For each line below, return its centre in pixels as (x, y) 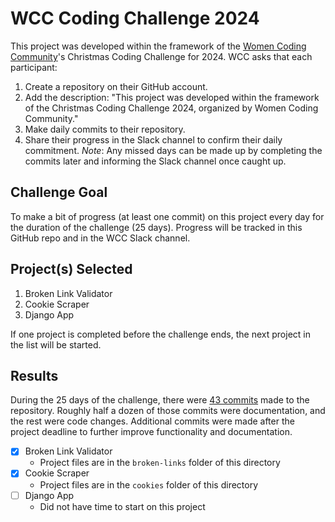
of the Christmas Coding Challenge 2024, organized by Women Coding (171, 108)
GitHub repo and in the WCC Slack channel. (100, 238)
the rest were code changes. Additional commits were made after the (152, 421)
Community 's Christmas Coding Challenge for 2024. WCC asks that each (161, 56)
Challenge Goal (59, 192)
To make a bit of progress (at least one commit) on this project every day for (167, 216)
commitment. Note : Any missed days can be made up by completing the (173, 150)
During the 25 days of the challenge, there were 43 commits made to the (160, 400)
